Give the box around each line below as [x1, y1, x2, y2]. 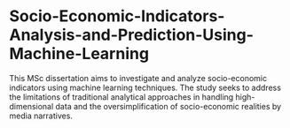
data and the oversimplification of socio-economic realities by [55, 101, 282, 111]
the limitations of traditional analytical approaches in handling [9, 91, 234, 102]
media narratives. [9, 110, 74, 121]
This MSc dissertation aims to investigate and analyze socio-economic [9, 72, 268, 83]
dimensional [9, 101, 54, 111]
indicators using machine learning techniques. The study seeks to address [9, 82, 282, 93]
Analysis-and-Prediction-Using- [9, 25, 255, 45]
